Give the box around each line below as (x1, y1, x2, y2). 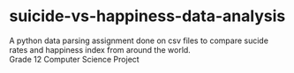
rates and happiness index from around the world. (9, 44, 192, 55)
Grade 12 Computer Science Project (9, 54, 139, 64)
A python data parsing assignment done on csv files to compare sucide (9, 35, 269, 46)
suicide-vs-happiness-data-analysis (9, 6, 286, 26)
